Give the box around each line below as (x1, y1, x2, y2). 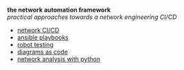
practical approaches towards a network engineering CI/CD (7, 13, 177, 21)
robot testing (16, 41, 54, 48)
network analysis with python (16, 55, 101, 63)
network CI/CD (16, 27, 60, 34)
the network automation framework (7, 6, 111, 14)
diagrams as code (16, 48, 69, 56)
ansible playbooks (16, 33, 69, 41)
